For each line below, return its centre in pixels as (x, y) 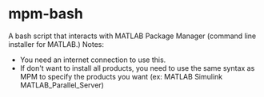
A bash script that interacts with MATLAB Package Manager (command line (132, 36)
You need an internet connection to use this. (93, 60)
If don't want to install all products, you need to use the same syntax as (137, 68)
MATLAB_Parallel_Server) (62, 85)
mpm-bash (46, 14)
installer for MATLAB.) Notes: (56, 44)
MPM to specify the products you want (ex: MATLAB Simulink (121, 76)
